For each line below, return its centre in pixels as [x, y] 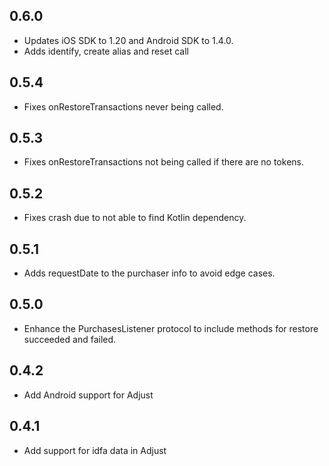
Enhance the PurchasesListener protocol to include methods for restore [171, 328]
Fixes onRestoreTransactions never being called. [123, 106]
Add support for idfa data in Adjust [95, 450]
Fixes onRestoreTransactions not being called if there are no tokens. [163, 162]
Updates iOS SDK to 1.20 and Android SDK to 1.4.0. [128, 40]
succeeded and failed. [70, 339]
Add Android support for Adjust [88, 395]
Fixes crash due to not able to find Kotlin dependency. [135, 218]
